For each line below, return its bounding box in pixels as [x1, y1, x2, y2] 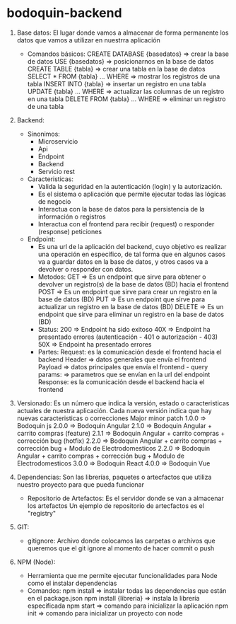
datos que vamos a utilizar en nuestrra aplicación [16, 35, 160, 44]
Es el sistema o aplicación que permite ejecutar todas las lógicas [37, 190, 227, 198]
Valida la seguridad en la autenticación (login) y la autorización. [37, 182, 223, 190]
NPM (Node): [16, 557, 56, 566]
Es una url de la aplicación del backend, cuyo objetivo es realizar [37, 242, 227, 250]
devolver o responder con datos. [37, 265, 134, 273]
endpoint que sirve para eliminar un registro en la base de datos [37, 310, 224, 318]
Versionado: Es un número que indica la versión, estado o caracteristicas [16, 398, 230, 408]
